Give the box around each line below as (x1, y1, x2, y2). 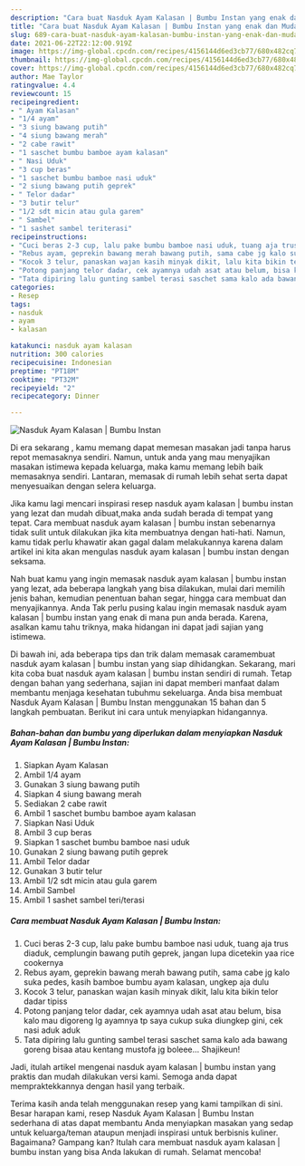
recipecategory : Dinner (10, 391, 100, 401)
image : (10, 47, 35, 56)
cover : (10, 64, 35, 73)
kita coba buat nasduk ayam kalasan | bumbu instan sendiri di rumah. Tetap (10, 668, 292, 679)
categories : (10, 283, 55, 292)
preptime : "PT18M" (10, 366, 80, 376)
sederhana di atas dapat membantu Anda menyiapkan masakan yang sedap (10, 1118, 293, 1129)
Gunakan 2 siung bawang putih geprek (23, 846, 168, 857)
